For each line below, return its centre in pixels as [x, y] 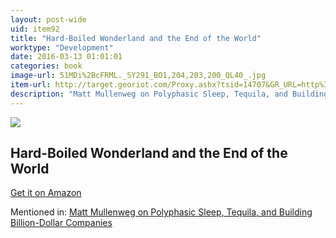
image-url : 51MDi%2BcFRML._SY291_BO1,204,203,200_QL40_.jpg [138, 76]
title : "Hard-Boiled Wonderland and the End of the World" [136, 38]
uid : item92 [35, 29]
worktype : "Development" [62, 47]
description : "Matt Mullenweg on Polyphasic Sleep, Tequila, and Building [169, 94]
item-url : [31, 85]
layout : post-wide [48, 19]
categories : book [46, 66]
